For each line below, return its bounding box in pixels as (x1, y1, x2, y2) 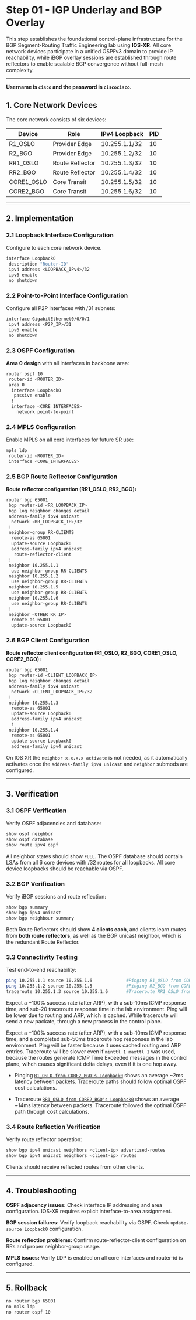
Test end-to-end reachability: (6, 967, 77, 974)
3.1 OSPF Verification (6, 807, 67, 815)
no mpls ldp (6, 1304, 35, 1310)
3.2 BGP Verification (6, 880, 65, 888)
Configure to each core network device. (6, 244, 102, 251)
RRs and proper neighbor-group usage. (6, 1243, 100, 1250)
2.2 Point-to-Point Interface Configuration (6, 291, 128, 300)
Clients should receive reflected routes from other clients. (6, 1163, 145, 1170)
